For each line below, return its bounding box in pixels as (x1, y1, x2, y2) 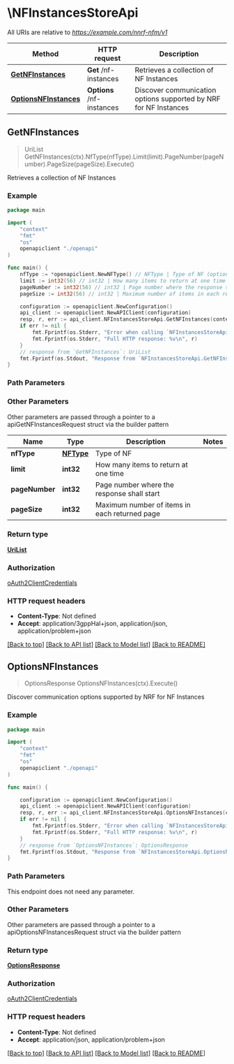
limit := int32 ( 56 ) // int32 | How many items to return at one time (19, 277, 226, 284)
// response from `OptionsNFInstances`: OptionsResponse (19, 842, 189, 849)
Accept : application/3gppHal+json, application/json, (17, 620, 168, 628)
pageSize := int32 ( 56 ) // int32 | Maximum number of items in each (19, 290, 219, 298)
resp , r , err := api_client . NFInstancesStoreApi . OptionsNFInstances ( (19, 809, 226, 817)
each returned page (95, 509, 160, 518)
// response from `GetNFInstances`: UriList (19, 348, 151, 356)
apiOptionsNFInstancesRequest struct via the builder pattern (7, 928, 181, 936)
